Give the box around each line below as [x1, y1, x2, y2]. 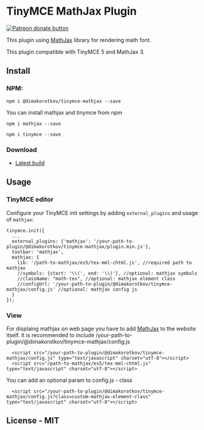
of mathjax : [6, 216, 34, 223]
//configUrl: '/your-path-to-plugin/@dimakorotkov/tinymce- [17, 281, 173, 287]
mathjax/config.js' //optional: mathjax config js [6, 286, 138, 293]
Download [6, 145, 38, 154]
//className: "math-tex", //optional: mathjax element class [17, 275, 175, 282]
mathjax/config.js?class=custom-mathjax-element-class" [6, 393, 151, 399]
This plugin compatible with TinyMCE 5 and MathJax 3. [6, 48, 145, 56]
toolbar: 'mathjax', [12, 249, 64, 255]
